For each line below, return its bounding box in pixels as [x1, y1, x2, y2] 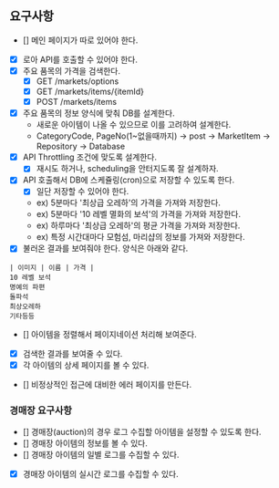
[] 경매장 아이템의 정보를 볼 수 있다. [22, 437, 148, 449]
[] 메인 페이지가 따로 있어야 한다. [22, 35, 139, 46]
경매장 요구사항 [9, 404, 73, 417]
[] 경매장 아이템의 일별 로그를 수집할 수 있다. [22, 449, 180, 460]
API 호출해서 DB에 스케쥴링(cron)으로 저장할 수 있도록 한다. [22, 174, 235, 185]
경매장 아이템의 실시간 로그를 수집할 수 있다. [22, 468, 180, 479]
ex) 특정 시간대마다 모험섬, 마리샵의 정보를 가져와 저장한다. [36, 232, 245, 243]
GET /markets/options [36, 76, 119, 87]
